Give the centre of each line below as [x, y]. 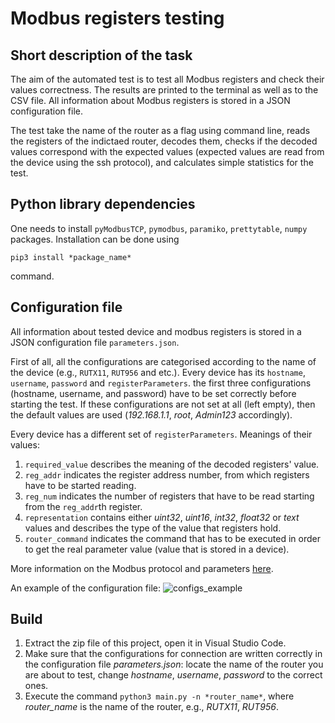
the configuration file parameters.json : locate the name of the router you [174, 664]
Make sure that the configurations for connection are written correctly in [173, 654]
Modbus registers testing [117, 18]
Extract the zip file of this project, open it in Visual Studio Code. [155, 643]
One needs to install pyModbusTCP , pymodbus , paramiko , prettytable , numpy [159, 228]
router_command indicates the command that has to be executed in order [172, 538]
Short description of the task [101, 55]
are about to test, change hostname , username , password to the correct [173, 675]
